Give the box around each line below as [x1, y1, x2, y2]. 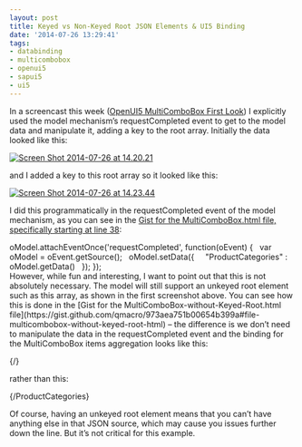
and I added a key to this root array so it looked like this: [9, 170, 219, 180]
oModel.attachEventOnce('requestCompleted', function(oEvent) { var [9, 241, 272, 252]
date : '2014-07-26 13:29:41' [9, 30, 120, 39]
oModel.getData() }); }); [9, 260, 102, 272]
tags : [9, 38, 30, 48]
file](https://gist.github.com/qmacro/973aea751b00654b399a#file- [9, 309, 260, 320]
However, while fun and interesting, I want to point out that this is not [9, 270, 267, 281]
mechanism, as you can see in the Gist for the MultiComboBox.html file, [9, 214, 277, 225]
